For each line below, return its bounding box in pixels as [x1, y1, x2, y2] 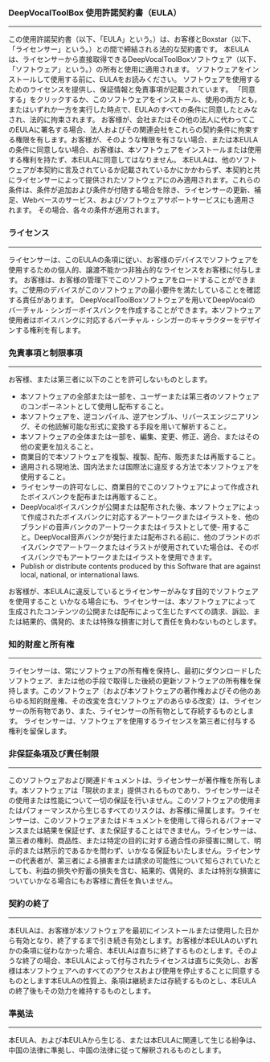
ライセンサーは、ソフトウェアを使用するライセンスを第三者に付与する [23, 716, 256, 726]
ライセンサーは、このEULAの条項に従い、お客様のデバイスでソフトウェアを [8, 255, 259, 264]
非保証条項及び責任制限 [8, 748, 99, 760]
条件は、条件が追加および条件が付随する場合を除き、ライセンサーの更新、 [8, 185, 255, 195]
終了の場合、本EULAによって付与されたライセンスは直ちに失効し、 [22, 955, 245, 966]
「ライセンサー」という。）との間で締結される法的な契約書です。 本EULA [8, 44, 249, 54]
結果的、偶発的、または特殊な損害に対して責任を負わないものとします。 [22, 617, 261, 626]
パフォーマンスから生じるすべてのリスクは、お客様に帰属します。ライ [22, 806, 253, 815]
